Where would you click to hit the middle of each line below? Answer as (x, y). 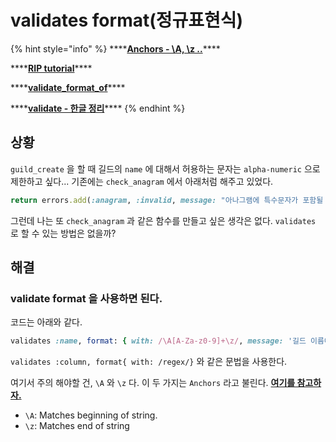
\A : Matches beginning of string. (91, 415)
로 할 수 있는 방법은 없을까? (63, 233)
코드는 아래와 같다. (46, 322)
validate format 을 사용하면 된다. (86, 298)
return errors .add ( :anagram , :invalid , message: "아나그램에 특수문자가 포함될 (167, 200)
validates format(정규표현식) (127, 20)
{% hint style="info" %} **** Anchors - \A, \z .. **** (115, 48)
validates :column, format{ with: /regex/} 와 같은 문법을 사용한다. (149, 362)
